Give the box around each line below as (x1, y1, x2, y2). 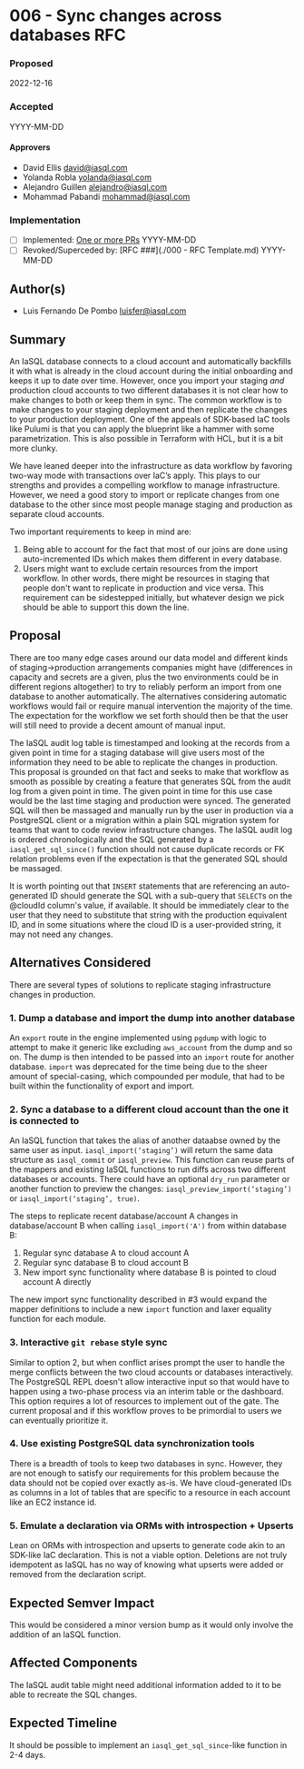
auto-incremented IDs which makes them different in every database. (22, 553, 282, 564)
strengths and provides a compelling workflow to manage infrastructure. (9, 480, 280, 491)
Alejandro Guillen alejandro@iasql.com (22, 181, 168, 192)
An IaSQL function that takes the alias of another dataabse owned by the (9, 1135, 281, 1146)
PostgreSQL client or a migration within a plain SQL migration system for (9, 814, 279, 825)
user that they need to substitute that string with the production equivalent (9, 909, 288, 920)
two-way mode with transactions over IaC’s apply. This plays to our (9, 470, 261, 482)
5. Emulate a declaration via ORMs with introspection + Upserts (9, 1519, 294, 1532)
